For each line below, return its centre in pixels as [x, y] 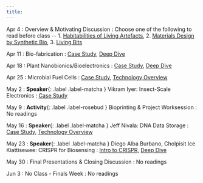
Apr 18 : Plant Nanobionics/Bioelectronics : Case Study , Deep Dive [89, 65]
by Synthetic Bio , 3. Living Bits [44, 42]
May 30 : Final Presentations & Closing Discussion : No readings [87, 162]
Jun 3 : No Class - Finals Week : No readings [62, 173]
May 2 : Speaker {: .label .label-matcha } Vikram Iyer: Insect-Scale [89, 89]
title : [15, 12]
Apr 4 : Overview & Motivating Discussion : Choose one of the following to [99, 29]
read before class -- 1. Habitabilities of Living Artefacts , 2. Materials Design [100, 35]
